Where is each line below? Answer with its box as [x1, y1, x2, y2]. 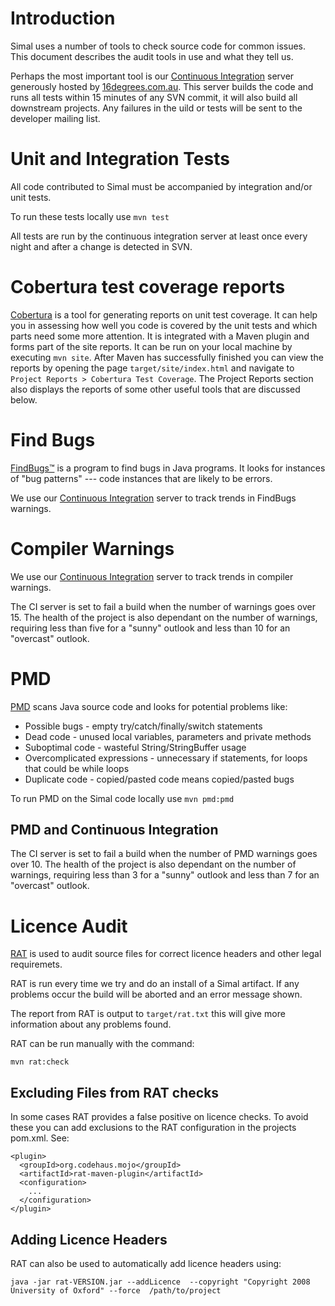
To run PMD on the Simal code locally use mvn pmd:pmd [10, 792, 235, 804]
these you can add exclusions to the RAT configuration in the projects [10, 1122, 297, 1134]
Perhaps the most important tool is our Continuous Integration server [10, 70, 295, 82]
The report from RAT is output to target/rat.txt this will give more [10, 1008, 286, 1020]
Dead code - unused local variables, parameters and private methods [24, 730, 312, 742]
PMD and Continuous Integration [10, 822, 219, 839]
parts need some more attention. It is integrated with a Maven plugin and [10, 330, 310, 342]
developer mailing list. [10, 112, 101, 124]
